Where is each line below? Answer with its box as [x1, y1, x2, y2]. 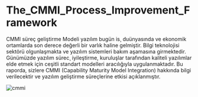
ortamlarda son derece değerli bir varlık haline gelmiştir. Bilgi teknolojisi [6, 42, 180, 49]
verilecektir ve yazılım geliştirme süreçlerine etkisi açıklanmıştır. [6, 73, 161, 80]
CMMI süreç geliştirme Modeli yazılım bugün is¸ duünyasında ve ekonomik [6, 35, 187, 42]
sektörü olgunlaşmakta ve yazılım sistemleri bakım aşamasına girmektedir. [6, 48, 186, 55]
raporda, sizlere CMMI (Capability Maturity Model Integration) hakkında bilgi [6, 66, 191, 73]
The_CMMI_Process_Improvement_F [6, 4, 190, 17]
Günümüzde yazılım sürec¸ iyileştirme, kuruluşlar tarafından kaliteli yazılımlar [6, 54, 192, 61]
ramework [6, 16, 57, 29]
